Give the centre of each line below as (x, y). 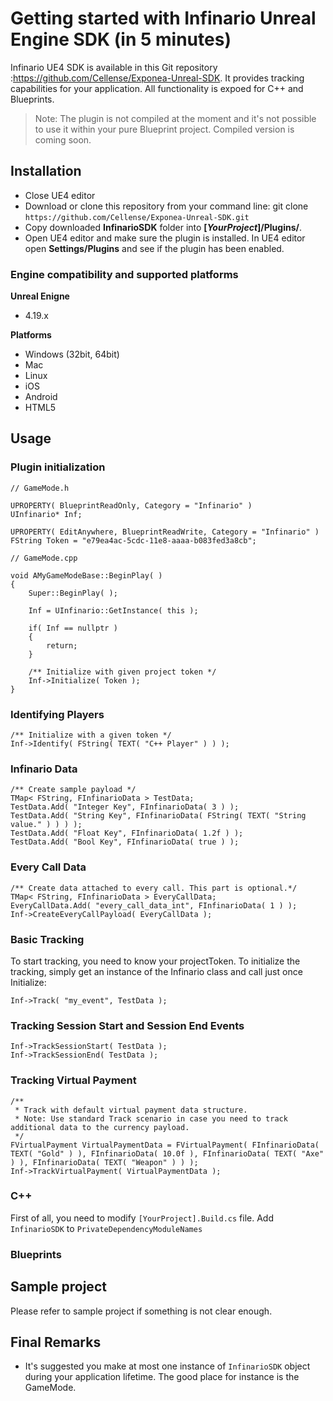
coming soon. (63, 139)
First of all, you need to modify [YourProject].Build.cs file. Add (142, 1218)
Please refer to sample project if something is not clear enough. (141, 1311)
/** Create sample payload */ (73, 790)
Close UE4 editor (60, 195)
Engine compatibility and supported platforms (124, 274)
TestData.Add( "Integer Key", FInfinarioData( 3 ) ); (125, 807)
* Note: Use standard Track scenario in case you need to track (151, 1118)
